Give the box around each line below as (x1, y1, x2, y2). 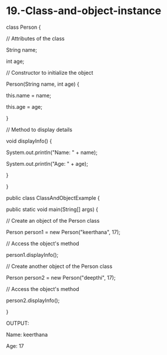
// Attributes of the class (6, 35, 65, 42)
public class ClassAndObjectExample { (6, 194, 100, 201)
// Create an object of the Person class (6, 217, 100, 224)
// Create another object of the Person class (6, 263, 113, 270)
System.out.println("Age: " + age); (6, 160, 88, 167)
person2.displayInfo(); (6, 297, 60, 304)
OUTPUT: (6, 319, 29, 327)
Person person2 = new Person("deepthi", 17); (6, 274, 116, 281)
